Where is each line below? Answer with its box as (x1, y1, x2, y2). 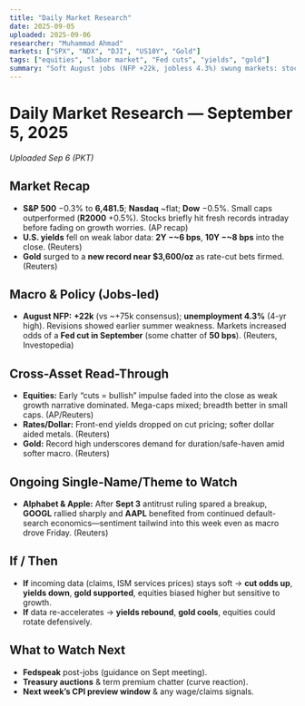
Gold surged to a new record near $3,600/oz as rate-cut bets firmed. (22, 250, 285, 261)
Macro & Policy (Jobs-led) (9, 287, 160, 302)
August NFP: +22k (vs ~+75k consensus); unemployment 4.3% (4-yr (22, 310, 287, 322)
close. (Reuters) (22, 241, 83, 252)
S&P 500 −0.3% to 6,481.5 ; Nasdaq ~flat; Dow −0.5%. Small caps (22, 202, 272, 213)
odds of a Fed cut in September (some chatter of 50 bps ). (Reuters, (22, 330, 278, 341)
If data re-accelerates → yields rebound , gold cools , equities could (22, 606, 276, 617)
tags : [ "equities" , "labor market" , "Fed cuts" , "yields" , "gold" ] (9, 55, 271, 64)
